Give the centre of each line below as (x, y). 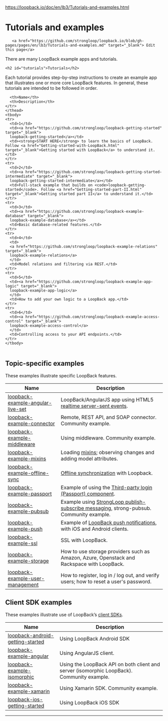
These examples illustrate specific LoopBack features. (61, 375)
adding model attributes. (89, 459)
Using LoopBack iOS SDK (89, 702)
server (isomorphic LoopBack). (96, 670)
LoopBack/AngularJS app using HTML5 (107, 399)
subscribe (72, 508)
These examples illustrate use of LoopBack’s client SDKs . (64, 615)
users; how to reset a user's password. (106, 582)
